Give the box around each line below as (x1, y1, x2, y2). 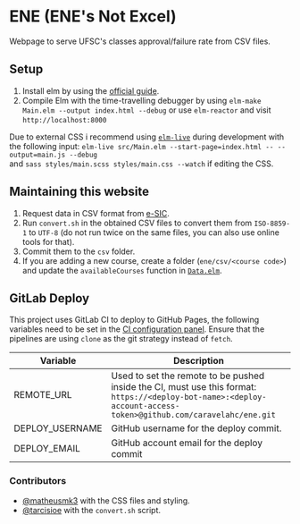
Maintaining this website (9, 184, 150, 199)
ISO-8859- (254, 219, 290, 228)
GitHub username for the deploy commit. (111, 422, 282, 435)
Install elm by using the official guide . (21, 85, 160, 96)
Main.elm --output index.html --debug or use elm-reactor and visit (21, 105, 271, 115)
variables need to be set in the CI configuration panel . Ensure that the (9, 324, 265, 334)
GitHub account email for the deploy (111, 436, 263, 449)
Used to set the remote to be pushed (111, 369, 265, 382)
